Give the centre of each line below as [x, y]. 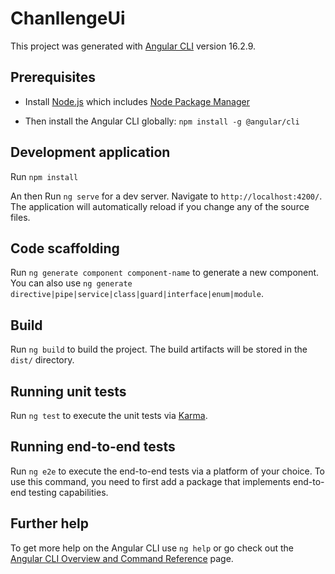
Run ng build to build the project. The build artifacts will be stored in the [159, 349]
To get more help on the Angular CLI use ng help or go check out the [152, 548]
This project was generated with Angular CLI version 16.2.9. [133, 46]
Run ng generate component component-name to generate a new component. [165, 273]
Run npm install [44, 176]
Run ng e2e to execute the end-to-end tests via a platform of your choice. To [168, 471]
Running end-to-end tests [93, 447]
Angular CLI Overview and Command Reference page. [122, 558]
